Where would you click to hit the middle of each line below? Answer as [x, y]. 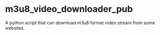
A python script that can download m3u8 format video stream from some [80, 23]
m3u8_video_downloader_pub [69, 9]
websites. [15, 28]
